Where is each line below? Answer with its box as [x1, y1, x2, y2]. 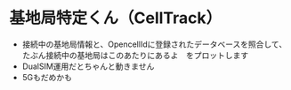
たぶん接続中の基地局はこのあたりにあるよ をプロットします [21, 49, 249, 60]
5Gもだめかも [21, 71, 73, 82]
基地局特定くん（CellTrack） [9, 8, 222, 28]
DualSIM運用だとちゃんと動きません [21, 61, 155, 71]
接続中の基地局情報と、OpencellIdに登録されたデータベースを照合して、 [21, 39, 287, 49]
